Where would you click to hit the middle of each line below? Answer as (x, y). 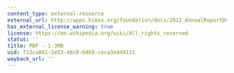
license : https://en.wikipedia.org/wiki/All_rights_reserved (98, 33)
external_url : (28, 20)
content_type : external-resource (56, 14)
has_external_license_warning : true (60, 26)
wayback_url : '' (31, 59)
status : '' (23, 40)
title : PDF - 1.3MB (36, 46)
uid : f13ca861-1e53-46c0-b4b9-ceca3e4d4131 (71, 53)
